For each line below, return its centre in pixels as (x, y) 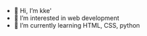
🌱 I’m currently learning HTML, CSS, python (77, 25)
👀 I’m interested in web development (66, 18)
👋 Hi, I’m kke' (33, 11)
